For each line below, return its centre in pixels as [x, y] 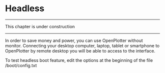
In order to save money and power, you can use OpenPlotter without [74, 40]
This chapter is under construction [40, 26]
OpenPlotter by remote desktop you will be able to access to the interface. [80, 51]
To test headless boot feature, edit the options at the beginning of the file [79, 60]
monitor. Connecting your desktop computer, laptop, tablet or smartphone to [82, 46]
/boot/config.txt [21, 65]
